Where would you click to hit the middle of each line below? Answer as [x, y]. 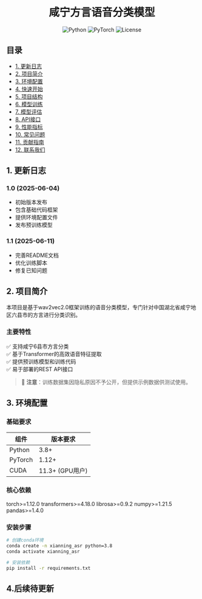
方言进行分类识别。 [56, 315]
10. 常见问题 [30, 134]
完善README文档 [37, 255]
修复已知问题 [31, 270]
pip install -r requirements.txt [49, 568]
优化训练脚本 [31, 262]
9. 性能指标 [29, 127]
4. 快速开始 [29, 89]
